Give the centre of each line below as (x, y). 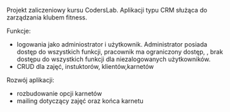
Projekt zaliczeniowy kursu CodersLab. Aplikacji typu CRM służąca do (107, 10)
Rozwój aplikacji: (31, 80)
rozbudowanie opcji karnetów (59, 94)
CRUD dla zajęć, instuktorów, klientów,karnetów (85, 66)
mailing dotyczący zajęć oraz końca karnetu (80, 101)
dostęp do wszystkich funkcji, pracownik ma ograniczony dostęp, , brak (120, 52)
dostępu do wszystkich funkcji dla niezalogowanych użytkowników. (113, 59)
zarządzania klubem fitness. (47, 17)
